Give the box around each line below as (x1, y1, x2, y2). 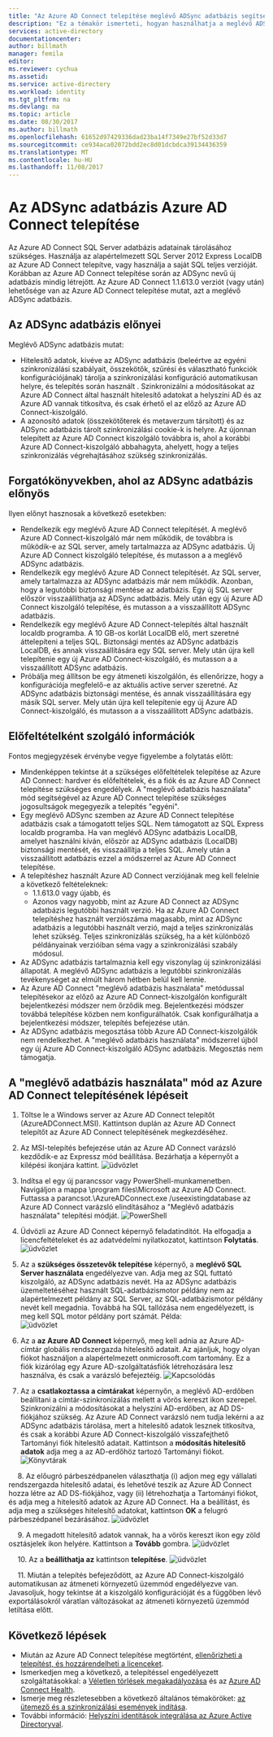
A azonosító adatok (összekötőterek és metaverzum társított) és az (19, 416, 245, 426)
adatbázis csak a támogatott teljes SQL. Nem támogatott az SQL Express (19, 819, 264, 829)
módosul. (32, 948, 64, 958)
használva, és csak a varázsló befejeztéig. (19, 1371, 162, 1380)
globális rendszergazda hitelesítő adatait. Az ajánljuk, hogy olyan (43, 1345, 261, 1354)
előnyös (8, 487, 50, 501)
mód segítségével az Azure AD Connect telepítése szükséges (19, 793, 227, 803)
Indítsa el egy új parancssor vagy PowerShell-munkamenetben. (19, 1176, 233, 1186)
